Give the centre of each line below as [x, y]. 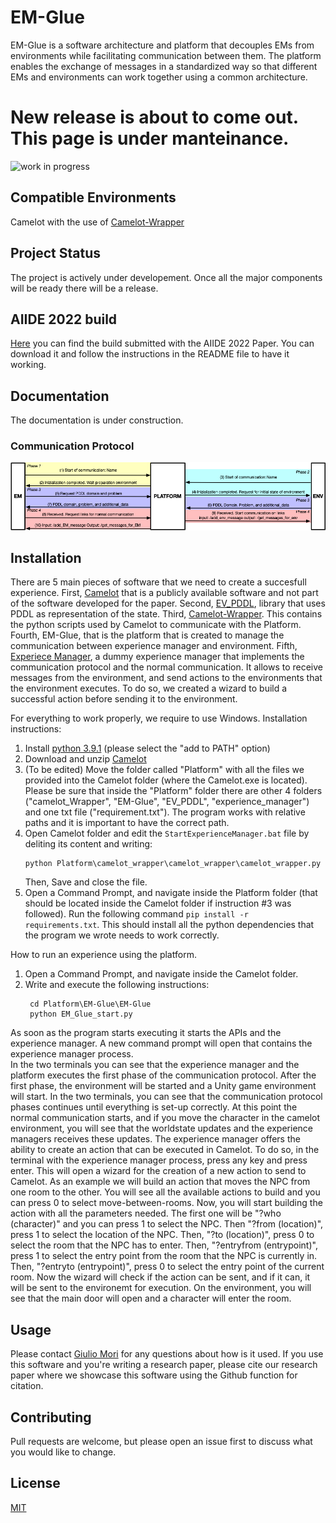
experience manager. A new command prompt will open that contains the [161, 1043]
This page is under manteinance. [150, 138]
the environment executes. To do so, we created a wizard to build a [149, 688]
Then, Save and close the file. [86, 882]
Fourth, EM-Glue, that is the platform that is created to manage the [147, 635]
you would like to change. [63, 1452]
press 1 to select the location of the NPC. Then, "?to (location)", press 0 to [162, 1235]
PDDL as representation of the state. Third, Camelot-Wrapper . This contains [166, 614]
